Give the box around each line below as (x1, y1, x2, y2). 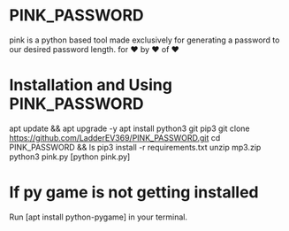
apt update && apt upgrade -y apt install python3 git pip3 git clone (9, 123, 250, 134)
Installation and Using (9, 75, 172, 96)
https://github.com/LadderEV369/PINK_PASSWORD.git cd (9, 132, 221, 142)
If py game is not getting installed (9, 182, 259, 203)
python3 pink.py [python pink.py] (9, 151, 131, 162)
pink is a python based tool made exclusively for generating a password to (9, 35, 280, 45)
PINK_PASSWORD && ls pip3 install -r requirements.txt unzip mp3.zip (9, 142, 262, 152)
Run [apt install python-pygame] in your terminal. (9, 212, 188, 222)
